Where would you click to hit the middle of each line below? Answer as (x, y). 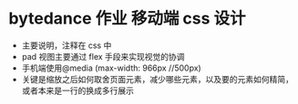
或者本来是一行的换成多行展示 (77, 90)
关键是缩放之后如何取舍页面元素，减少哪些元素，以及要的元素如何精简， (157, 79)
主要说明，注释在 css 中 (67, 45)
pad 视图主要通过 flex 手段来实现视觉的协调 (103, 56)
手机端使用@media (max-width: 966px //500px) (111, 68)
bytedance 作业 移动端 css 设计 (127, 19)
